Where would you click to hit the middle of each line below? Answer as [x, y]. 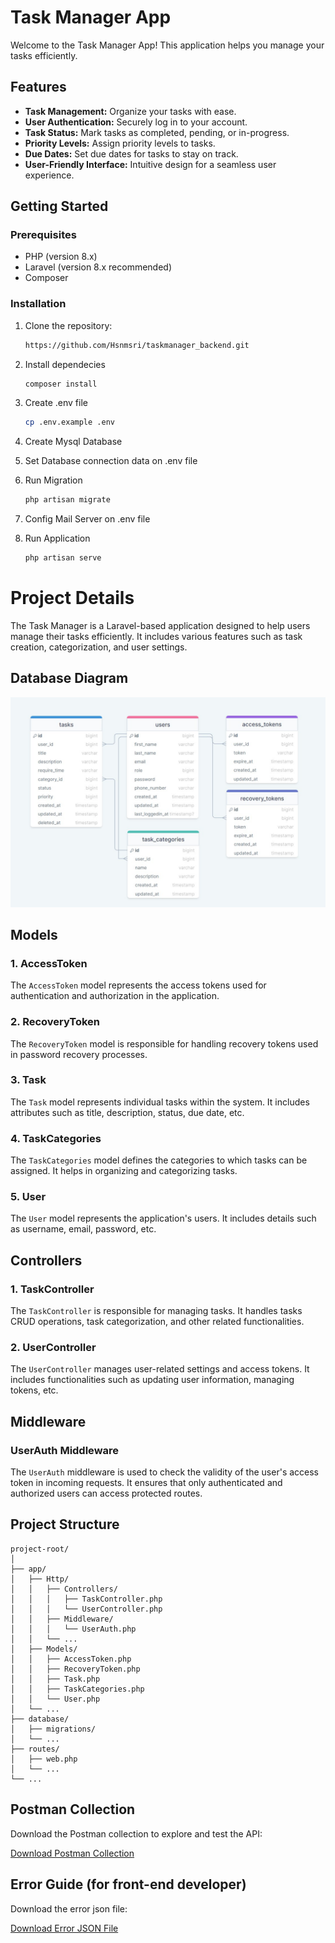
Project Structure [65, 1524]
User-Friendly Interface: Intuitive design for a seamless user [150, 164]
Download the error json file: [69, 1908]
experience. [49, 175]
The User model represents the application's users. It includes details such [163, 1218]
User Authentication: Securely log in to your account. [136, 122]
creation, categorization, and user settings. [99, 647]
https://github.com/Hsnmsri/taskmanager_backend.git [137, 345]
